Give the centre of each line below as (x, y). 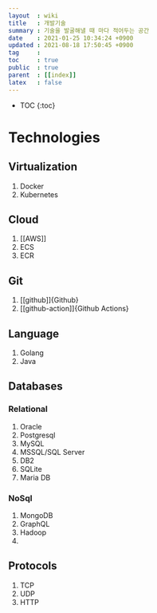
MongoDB (36, 515)
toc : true (33, 61)
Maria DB (35, 477)
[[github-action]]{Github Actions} (74, 309)
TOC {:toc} (37, 105)
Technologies (55, 137)
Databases (36, 387)
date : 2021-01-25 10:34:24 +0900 (71, 38)
